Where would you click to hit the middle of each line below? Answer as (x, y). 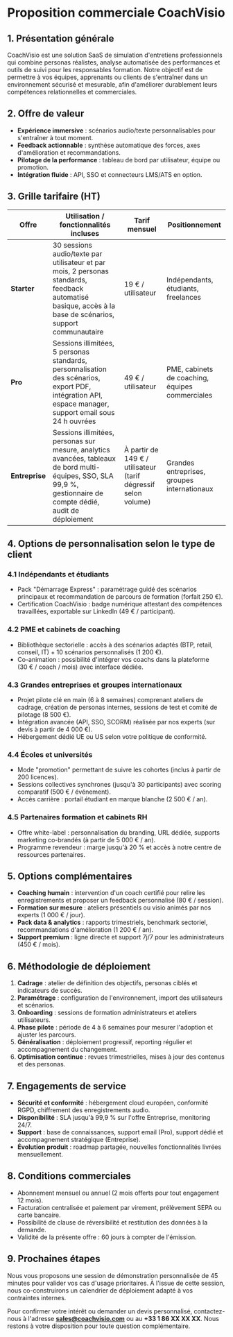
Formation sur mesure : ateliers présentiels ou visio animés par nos (114, 908)
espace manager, (81, 404)
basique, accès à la (84, 305)
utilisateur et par (79, 262)
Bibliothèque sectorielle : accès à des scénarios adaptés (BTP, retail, (115, 645)
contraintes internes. (37, 1297)
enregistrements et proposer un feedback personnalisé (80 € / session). (120, 901)
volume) (137, 502)
